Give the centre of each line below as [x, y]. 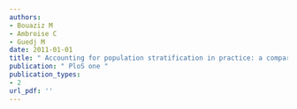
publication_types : [45, 75]
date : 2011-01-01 [41, 50]
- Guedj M [27, 42]
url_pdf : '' [31, 91]
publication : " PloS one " [59, 67]
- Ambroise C [33, 33]
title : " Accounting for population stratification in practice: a [136, 58]
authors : [25, 17]
